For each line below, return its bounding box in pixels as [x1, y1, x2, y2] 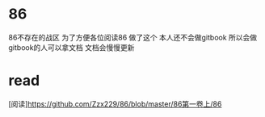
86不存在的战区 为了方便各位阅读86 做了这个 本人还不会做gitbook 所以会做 [8, 32, 258, 42]
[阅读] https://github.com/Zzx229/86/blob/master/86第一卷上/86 [8, 98, 222, 109]
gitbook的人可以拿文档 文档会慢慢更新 [8, 42, 135, 52]
